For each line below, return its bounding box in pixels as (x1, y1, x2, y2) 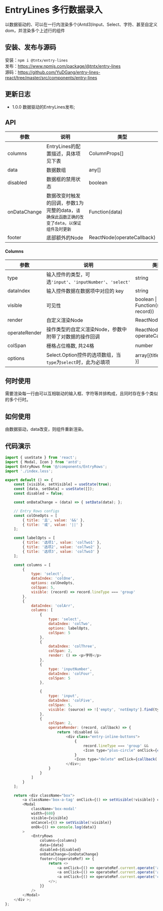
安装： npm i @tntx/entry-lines (5, 57, 68, 63)
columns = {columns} (39, 838, 77, 843)
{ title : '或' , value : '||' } (22, 522, 83, 527)
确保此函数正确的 (46, 214, 80, 220)
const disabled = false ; (14, 491, 64, 496)
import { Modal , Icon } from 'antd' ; (5, 459, 81, 464)
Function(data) (89, 209, 123, 215)
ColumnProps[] (89, 150, 124, 157)
